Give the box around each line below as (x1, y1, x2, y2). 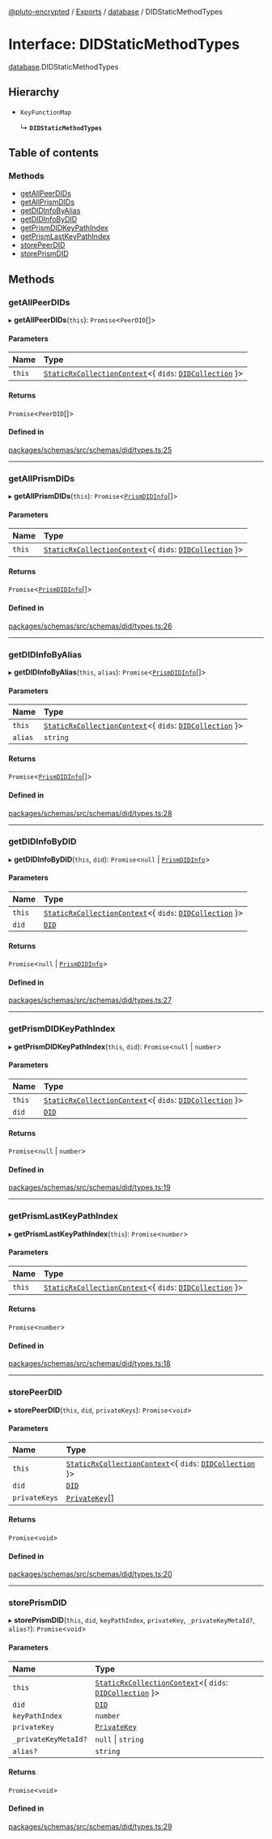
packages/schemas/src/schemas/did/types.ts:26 (8, 621, 172, 631)
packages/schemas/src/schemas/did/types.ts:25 (8, 445, 172, 454)
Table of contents (8, 146, 99, 160)
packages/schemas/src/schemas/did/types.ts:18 (8, 1359, 172, 1369)
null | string (95, 1733, 144, 1744)
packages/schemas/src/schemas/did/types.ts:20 (8, 1569, 172, 1579)
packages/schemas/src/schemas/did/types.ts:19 (8, 1182, 172, 1193)
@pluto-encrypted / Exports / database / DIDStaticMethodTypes (8, 7, 223, 16)
